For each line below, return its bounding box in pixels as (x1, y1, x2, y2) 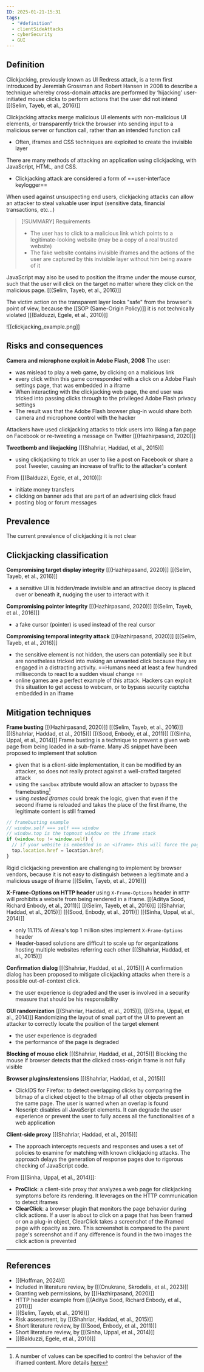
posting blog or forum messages (15, 498, 97, 506)
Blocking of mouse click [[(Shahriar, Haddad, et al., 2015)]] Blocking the (6, 1050, 187, 1057)
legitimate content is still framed (15, 807, 96, 815)
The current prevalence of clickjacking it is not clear (6, 532, 137, 540)
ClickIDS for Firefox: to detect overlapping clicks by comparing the (15, 1087, 182, 1094)
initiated (6, 95, 27, 102)
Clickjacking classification (6, 550, 109, 560)
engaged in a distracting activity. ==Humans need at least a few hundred (15, 664, 198, 671)
